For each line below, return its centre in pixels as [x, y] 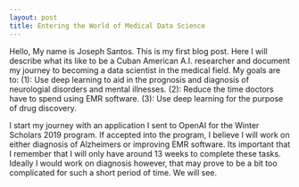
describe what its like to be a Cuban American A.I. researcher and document [149, 61]
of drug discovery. [43, 108]
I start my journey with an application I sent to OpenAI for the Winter [134, 125]
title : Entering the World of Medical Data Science [107, 26]
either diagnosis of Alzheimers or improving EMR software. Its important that [150, 144]
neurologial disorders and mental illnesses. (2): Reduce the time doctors [141, 89]
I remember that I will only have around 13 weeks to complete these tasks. [145, 153]
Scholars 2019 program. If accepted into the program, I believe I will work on [149, 134]
